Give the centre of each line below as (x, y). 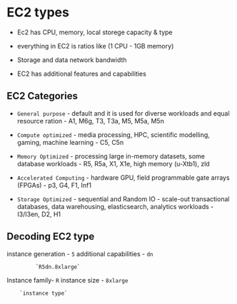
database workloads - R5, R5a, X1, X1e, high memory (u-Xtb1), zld (113, 163)
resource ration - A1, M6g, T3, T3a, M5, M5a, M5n (91, 121)
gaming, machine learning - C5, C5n (70, 142)
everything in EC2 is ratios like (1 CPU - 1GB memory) (95, 46)
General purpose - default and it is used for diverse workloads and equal (123, 113)
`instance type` (44, 293)
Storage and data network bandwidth (72, 60)
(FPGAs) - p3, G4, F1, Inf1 (54, 185)
